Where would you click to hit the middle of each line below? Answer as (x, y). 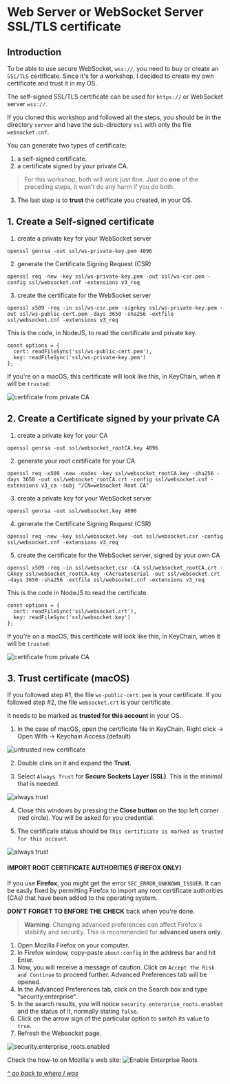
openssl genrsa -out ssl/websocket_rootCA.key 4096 (83, 448)
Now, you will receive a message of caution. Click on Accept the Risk (116, 967)
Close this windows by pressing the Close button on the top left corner (118, 810)
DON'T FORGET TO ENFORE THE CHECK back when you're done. (101, 911)
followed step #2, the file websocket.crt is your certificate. (90, 702)
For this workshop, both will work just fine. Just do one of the (111, 179)
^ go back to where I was (43, 1073)
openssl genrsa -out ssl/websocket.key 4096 (72, 511)
